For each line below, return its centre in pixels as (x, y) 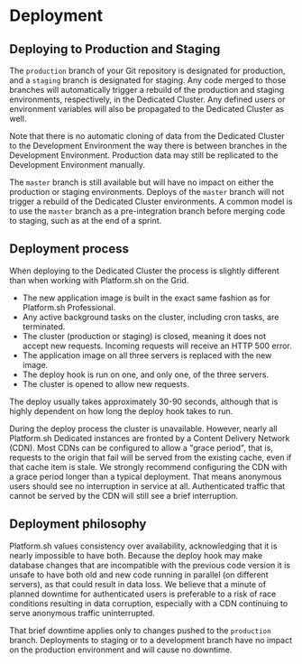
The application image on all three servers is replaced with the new (147, 355)
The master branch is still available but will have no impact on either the (142, 182)
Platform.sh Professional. (69, 307)
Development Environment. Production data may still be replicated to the (144, 155)
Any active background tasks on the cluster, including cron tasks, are (151, 317)
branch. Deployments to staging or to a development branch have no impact (151, 640)
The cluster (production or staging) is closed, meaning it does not (144, 336)
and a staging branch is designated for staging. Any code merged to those (148, 80)
